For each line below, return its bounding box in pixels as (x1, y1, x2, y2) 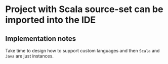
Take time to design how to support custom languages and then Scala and (5, 48, 160, 53)
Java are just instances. (5, 53, 54, 59)
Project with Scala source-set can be (5, 4, 163, 15)
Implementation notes (5, 34, 76, 43)
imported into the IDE (5, 14, 96, 26)
